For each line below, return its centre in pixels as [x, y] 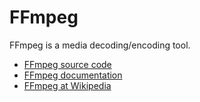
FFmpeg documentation [73, 75]
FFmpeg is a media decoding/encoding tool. [100, 45]
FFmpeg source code [67, 64]
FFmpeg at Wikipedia [67, 85]
